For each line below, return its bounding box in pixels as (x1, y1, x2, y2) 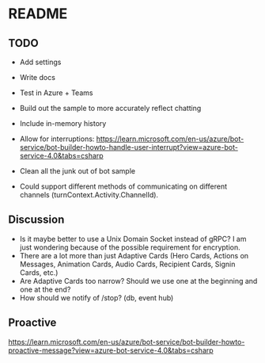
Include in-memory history (19, 119, 107, 128)
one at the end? (19, 285, 71, 294)
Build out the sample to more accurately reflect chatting (19, 104, 202, 113)
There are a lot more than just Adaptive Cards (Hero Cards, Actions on (19, 250, 249, 260)
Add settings (19, 57, 62, 67)
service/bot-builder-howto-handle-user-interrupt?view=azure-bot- (19, 143, 239, 151)
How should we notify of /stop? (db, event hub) (19, 292, 174, 302)
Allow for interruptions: (19, 134, 95, 143)
